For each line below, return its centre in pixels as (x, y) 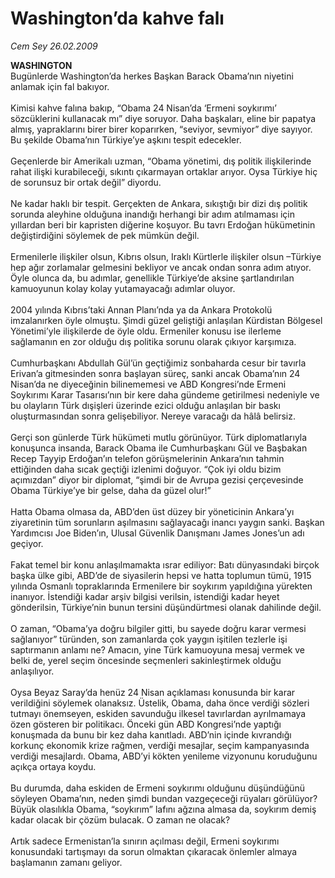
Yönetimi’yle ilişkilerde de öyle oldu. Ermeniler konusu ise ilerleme (146, 331)
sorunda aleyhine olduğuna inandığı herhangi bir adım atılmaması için (153, 214)
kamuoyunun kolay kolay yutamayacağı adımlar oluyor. (123, 288)
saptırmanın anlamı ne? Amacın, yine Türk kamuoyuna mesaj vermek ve (158, 649)
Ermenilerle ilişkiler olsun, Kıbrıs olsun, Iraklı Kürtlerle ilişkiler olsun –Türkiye (166, 256)
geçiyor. (27, 543)
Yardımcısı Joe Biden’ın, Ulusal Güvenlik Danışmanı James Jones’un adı (157, 533)
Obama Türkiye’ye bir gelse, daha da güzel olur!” (111, 490)
